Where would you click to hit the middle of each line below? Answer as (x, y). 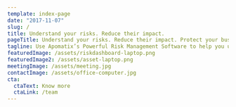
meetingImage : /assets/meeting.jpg (59, 66)
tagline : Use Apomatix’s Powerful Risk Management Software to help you (116, 46)
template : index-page (39, 14)
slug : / (19, 27)
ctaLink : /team (36, 92)
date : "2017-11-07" (36, 20)
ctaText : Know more (42, 86)
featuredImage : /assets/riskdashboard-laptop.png (81, 53)
